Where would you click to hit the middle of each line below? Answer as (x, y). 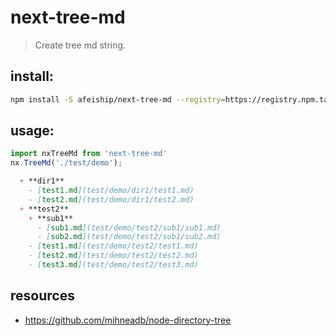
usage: (32, 131)
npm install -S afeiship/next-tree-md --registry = (118, 99)
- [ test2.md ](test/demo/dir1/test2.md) (111, 199)
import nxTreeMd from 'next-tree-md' (89, 154)
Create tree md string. (80, 45)
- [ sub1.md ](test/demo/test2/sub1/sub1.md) (129, 227)
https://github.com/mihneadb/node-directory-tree (128, 320)
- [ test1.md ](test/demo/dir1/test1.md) (111, 191)
